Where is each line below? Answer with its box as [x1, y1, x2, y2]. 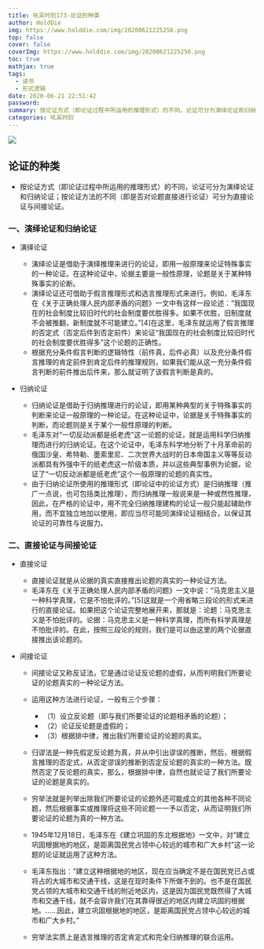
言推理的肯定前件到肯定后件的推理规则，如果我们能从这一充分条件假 [31, 357, 252, 366]
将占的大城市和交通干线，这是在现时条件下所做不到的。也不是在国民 [31, 877, 252, 886]
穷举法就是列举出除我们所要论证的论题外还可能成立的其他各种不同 [31, 794, 245, 804]
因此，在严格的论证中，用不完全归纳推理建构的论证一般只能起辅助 [31, 498, 245, 507]
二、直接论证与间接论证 [8, 540, 97, 551]
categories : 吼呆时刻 [8, 114, 75, 122]
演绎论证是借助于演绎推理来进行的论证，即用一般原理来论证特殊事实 [31, 258, 252, 268]
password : [8, 99, 41, 107]
